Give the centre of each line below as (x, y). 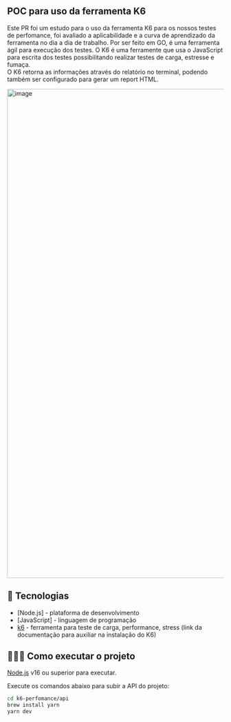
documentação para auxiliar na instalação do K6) (87, 635)
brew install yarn (33, 705)
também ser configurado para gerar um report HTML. (83, 79)
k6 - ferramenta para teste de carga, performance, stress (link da (109, 627)
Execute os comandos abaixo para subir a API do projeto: (88, 686)
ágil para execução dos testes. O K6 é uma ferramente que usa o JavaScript (115, 50)
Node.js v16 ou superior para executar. (62, 673)
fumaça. (19, 64)
